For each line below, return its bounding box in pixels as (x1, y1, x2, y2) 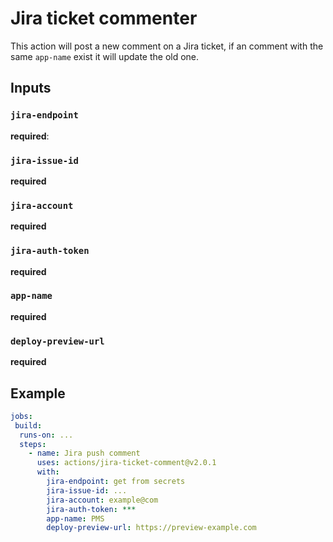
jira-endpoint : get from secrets (46, 477, 186, 487)
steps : (19, 439, 47, 449)
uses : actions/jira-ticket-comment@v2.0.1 (36, 458, 217, 468)
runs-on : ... (19, 430, 74, 440)
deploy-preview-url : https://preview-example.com (46, 523, 257, 533)
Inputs (10, 80, 52, 97)
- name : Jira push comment (28, 448, 141, 459)
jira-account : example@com (46, 495, 159, 505)
